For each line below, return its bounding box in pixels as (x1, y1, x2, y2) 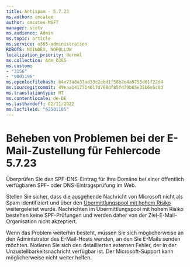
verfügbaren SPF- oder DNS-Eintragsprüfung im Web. (6, 182, 136, 189)
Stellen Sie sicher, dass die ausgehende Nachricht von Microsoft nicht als (6, 193, 183, 200)
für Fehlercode (87, 144, 161, 157)
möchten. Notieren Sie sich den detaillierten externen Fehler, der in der (6, 242, 177, 249)
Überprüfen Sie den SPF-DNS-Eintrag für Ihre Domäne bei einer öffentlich (6, 176, 184, 183)
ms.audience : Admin (6, 30, 54, 36)
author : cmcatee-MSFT (6, 19, 59, 25)
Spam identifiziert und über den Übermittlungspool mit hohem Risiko (6, 199, 171, 206)
